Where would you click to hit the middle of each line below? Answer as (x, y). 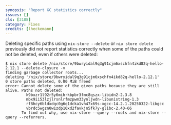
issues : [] (17, 15)
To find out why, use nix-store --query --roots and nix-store (90, 113)
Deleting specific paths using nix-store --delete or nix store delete (79, 43)
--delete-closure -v (43, 68)
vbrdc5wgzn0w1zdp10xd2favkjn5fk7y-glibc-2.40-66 (79, 108)
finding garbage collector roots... (44, 73)
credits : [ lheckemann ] (30, 29)
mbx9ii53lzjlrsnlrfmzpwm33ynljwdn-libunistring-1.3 (82, 99)
